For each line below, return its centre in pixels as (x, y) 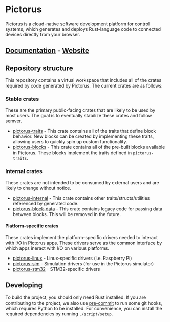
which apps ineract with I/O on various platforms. (57, 248)
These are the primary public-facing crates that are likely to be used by (80, 110)
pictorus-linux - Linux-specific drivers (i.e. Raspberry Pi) (72, 258)
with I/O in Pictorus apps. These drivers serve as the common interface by (84, 243)
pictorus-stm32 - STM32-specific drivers (56, 269)
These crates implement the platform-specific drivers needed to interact (81, 237)
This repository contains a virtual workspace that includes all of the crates (83, 80)
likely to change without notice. (38, 188)
